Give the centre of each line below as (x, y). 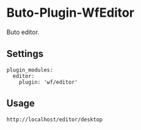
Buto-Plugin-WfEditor (70, 13)
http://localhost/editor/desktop (55, 120)
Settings (25, 54)
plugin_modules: (30, 70)
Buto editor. (23, 32)
